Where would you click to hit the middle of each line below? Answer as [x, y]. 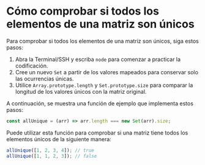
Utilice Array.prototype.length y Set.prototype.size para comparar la [104, 85]
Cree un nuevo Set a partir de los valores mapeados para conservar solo [107, 72]
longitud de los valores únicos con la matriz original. [81, 91]
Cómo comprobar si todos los [83, 11]
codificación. [32, 66]
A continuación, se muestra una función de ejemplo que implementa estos [100, 103]
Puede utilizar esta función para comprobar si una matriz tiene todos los [97, 133]
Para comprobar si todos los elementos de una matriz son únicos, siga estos [102, 41]
